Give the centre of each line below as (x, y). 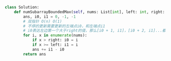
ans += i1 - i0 (48, 49)
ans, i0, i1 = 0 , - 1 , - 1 (50, 17)
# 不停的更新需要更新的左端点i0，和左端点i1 (64, 26)
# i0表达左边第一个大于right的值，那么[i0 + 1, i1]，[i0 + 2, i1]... (93, 31)
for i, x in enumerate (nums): (55, 35)
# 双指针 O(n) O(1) (43, 21)
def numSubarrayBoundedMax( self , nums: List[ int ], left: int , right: (90, 12)
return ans (35, 54)
